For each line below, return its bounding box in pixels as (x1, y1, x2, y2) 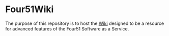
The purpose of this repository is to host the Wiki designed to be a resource (5, 20, 164, 26)
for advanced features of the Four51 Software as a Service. (5, 25, 129, 31)
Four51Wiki (5, 4, 54, 15)
